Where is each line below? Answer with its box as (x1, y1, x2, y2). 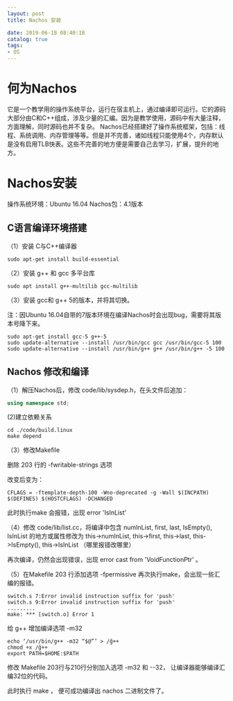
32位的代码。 (12, 672, 52, 680)
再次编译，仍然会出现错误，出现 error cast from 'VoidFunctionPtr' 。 (7, 556, 202, 564)
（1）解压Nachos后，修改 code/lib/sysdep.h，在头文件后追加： (7, 385, 189, 394)
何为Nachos (7, 81, 78, 97)
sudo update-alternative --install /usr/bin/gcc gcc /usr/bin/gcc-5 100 (7, 339, 222, 346)
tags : (7, 42, 23, 49)
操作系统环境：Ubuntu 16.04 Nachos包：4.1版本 (7, 200, 144, 208)
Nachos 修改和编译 (7, 366, 89, 378)
